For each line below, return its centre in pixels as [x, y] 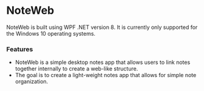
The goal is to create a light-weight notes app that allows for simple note [106, 75]
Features [20, 49]
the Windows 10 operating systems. [51, 33]
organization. [32, 81]
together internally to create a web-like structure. [76, 69]
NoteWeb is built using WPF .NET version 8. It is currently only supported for [102, 27]
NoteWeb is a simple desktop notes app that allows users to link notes [103, 62]
